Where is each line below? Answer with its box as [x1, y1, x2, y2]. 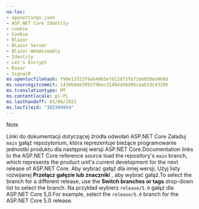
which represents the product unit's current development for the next [6, 158, 178, 166]
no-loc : [6, 8, 26, 15]
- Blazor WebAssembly [6, 48, 61, 54]
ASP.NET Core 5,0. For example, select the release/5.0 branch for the [6, 190, 179, 198]
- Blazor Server [6, 43, 47, 49]
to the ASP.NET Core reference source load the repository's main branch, [6, 152, 188, 159]
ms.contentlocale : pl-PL [6, 93, 69, 99]
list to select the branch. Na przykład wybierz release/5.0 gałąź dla [6, 184, 174, 191]
